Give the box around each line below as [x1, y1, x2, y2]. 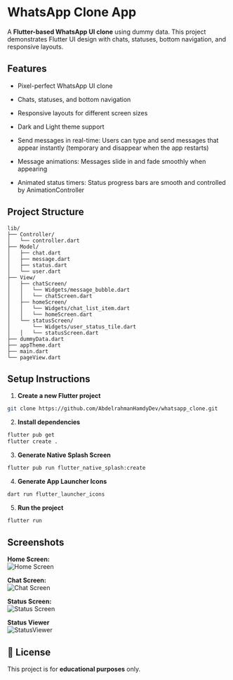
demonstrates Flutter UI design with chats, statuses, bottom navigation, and [7, 34, 227, 43]
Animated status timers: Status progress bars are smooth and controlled [17, 178, 226, 186]
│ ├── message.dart [7, 255, 71, 262]
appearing [17, 165, 48, 173]
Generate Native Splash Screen [17, 451, 111, 459]
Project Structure [7, 206, 84, 218]
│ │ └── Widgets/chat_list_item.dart [7, 304, 131, 312]
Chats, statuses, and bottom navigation [17, 95, 131, 103]
